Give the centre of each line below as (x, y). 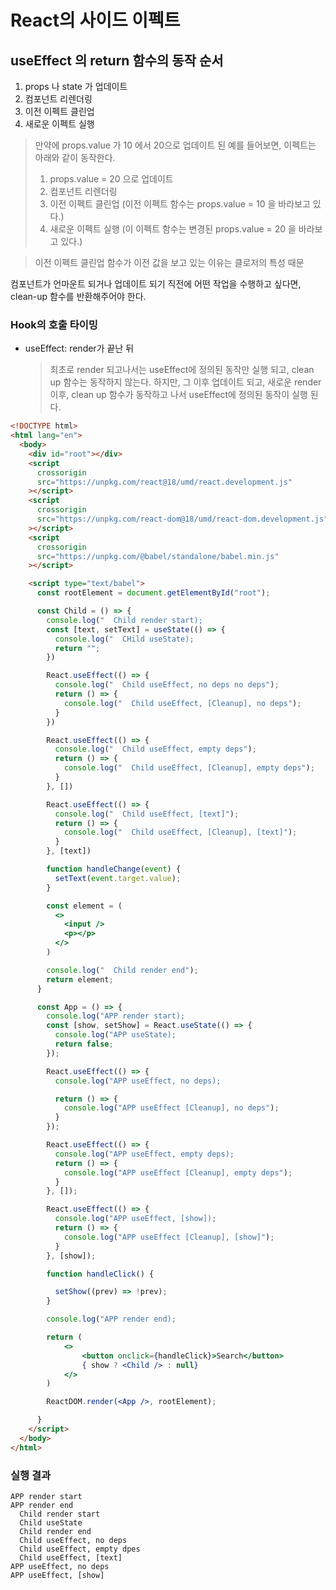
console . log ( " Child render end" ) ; (122, 970)
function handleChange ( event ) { (114, 869)
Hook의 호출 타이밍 (54, 324)
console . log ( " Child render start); (124, 620)
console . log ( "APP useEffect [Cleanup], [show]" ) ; (169, 1237)
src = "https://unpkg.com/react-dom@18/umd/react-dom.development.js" (182, 519)
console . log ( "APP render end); (111, 1319)
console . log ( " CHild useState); (124, 639)
